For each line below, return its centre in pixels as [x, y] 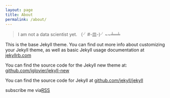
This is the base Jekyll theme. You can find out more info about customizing [85, 45]
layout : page [19, 10]
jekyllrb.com [18, 55]
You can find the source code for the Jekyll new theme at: [66, 65]
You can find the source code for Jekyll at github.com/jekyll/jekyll [74, 80]
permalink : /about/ [26, 19]
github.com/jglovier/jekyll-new [38, 71]
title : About [19, 15]
